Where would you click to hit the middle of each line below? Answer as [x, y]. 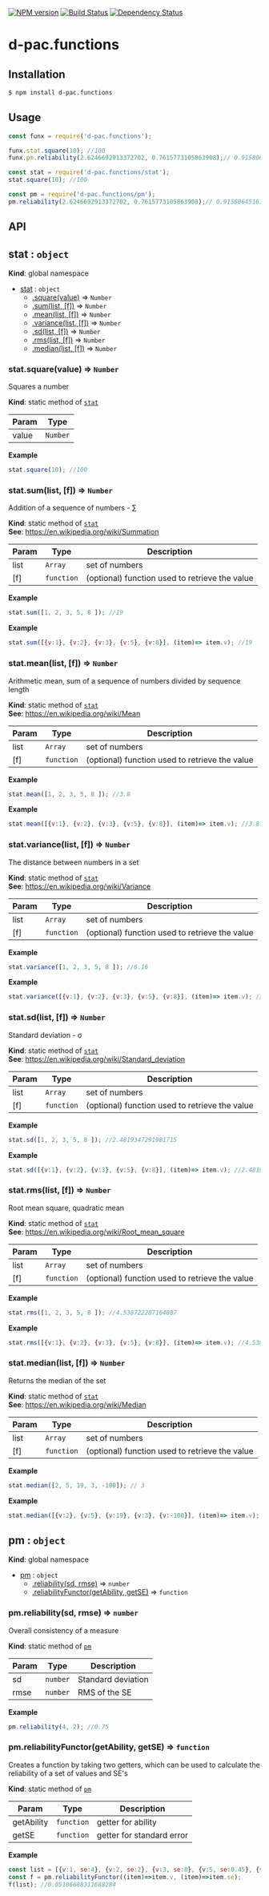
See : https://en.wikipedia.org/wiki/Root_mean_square [96, 1232]
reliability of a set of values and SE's [68, 1773]
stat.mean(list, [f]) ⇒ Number [63, 664]
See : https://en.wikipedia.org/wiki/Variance [80, 886]
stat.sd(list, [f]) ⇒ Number [57, 1018]
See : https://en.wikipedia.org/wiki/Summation [84, 532]
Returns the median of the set [57, 1380]
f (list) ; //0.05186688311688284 [62, 1884]
